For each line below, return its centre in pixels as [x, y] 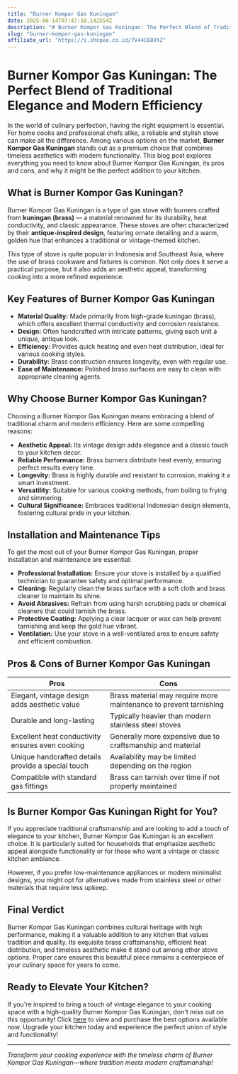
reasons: [20, 431]
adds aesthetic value [45, 705]
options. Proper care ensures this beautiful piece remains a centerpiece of [116, 957]
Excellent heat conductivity [56, 737]
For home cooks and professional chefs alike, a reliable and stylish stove [113, 133]
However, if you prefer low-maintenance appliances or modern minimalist [114, 872]
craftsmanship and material [155, 745]
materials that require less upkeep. [58, 887]
